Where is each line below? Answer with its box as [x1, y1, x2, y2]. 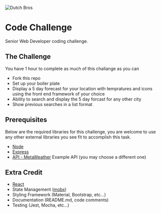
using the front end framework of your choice [12, 91, 105, 97]
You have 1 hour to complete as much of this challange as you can [5, 66, 139, 71]
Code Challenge [5, 22, 72, 33]
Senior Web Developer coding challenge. [5, 38, 88, 44]
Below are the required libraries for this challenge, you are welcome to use [5, 129, 156, 135]
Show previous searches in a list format [12, 101, 93, 107]
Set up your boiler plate [12, 80, 60, 86]
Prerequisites [5, 116, 47, 124]
